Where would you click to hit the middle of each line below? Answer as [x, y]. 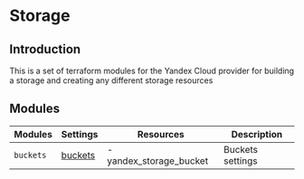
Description [257, 134]
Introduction [45, 49]
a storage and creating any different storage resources [111, 80]
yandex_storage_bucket [158, 161]
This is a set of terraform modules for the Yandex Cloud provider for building [152, 71]
